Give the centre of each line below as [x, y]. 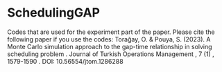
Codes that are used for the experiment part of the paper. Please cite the [111, 32]
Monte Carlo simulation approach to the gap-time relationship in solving [110, 46]
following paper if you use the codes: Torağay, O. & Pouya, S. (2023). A [109, 39]
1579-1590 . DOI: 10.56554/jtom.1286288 [65, 61]
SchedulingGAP [54, 13]
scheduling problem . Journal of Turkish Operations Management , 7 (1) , [111, 54]
